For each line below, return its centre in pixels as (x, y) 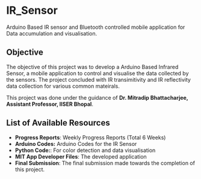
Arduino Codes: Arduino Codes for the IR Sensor (76, 144)
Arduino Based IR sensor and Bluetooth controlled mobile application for (96, 27)
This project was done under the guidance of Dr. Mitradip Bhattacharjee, (97, 97)
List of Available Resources (58, 123)
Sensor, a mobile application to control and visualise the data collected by (97, 73)
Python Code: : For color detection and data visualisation (85, 150)
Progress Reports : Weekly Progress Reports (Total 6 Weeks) (90, 137)
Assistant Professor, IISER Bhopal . (50, 104)
